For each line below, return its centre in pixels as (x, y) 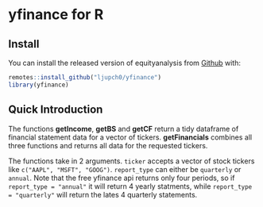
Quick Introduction (56, 110)
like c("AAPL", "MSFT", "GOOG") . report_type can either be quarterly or (125, 169)
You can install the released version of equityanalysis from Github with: (124, 63)
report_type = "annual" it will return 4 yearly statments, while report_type (130, 186)
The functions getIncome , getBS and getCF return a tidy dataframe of (124, 128)
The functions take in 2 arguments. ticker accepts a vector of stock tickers (131, 161)
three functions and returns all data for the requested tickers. (108, 145)
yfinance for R (56, 15)
